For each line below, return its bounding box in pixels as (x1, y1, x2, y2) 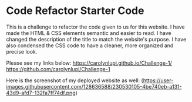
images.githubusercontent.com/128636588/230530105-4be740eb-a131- (6, 83, 182, 90)
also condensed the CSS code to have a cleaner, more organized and (6, 42, 174, 49)
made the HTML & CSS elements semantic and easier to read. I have (6, 29, 171, 36)
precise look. (6, 48, 38, 55)
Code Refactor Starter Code (6, 4, 144, 17)
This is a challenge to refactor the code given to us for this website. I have (6, 23, 185, 30)
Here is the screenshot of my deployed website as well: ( (6, 77, 144, 84)
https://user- (143, 77, 174, 84)
